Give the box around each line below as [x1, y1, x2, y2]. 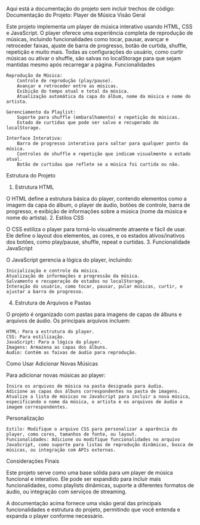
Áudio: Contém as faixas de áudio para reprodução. [6, 349, 137, 355]
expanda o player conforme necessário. [6, 512, 104, 519]
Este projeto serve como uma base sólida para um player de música [6, 469, 173, 476]
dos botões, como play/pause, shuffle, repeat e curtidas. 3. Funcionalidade [6, 238, 190, 245]
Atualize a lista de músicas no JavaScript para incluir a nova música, [6, 394, 191, 400]
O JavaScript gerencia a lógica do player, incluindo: [6, 256, 133, 263]
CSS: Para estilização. [6, 334, 66, 340]
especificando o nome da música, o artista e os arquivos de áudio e [6, 399, 183, 405]
